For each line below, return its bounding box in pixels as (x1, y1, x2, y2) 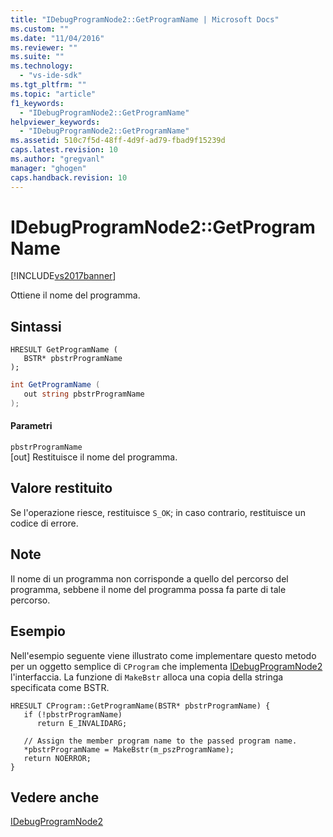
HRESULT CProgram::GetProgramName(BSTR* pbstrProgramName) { (10, 701, 271, 711)
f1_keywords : (10, 98, 65, 108)
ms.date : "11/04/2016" (10, 33, 105, 43)
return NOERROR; (23, 753, 92, 763)
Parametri (10, 420, 53, 432)
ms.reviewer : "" (10, 42, 78, 53)
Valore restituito (10, 480, 113, 497)
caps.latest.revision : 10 (10, 145, 118, 155)
